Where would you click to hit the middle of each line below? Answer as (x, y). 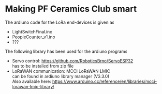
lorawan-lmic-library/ (33, 86)
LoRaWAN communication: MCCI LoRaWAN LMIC (61, 71)
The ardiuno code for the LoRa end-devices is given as (60, 22)
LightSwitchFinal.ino (32, 31)
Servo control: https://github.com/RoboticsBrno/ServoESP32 (73, 61)
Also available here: (32, 81)
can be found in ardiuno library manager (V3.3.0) (61, 76)
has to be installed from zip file (43, 66)
